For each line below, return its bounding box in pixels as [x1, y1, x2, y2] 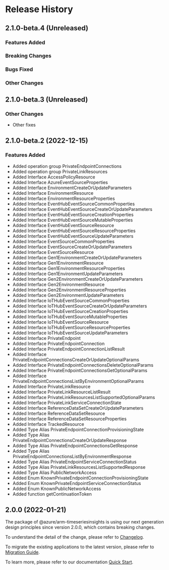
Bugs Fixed [5, 66, 33, 73]
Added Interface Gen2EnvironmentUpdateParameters [12, 292, 125, 298]
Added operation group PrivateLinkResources [12, 168, 107, 174]
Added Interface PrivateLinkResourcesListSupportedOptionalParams [12, 394, 155, 400]
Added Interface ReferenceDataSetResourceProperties [12, 416, 127, 422]
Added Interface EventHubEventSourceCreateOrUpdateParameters [12, 206, 153, 212]
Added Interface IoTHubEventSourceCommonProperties [12, 297, 130, 303]
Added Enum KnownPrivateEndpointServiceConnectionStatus [12, 480, 141, 486]
